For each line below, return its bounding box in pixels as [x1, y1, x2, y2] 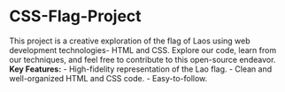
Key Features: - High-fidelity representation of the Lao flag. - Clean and [9, 64, 273, 74]
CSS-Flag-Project [9, 6, 142, 27]
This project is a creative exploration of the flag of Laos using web [9, 35, 250, 46]
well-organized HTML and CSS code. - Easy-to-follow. [9, 73, 208, 83]
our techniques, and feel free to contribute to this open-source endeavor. [9, 54, 276, 65]
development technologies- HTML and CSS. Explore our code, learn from [9, 44, 277, 55]
